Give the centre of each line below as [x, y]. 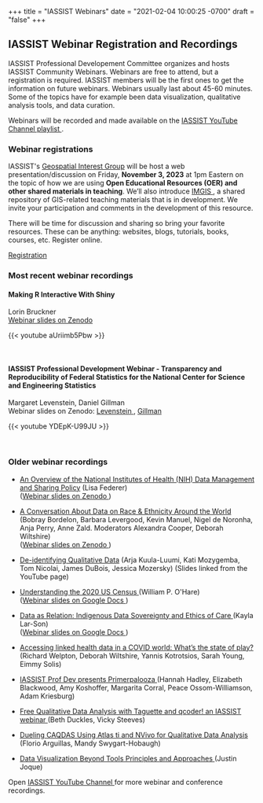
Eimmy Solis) [40, 664]
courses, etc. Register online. [55, 240]
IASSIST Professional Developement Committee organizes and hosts [119, 63]
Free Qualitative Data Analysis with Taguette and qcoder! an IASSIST [130, 711]
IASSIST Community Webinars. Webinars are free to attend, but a [113, 72]
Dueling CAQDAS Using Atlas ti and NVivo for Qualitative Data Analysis [134, 735]
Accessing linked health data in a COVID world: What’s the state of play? [136, 647]
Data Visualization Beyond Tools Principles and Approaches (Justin [128, 758]
